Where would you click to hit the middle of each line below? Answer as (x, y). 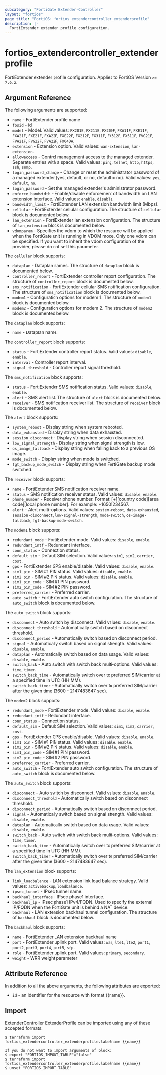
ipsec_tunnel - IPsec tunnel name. (47, 891)
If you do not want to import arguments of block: (58, 1050)
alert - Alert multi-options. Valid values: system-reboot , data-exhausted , (86, 509)
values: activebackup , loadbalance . (48, 886)
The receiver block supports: (35, 479)
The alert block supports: (32, 417)
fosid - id (22, 125)
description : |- (22, 24)
